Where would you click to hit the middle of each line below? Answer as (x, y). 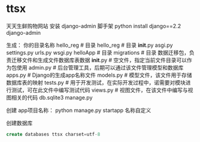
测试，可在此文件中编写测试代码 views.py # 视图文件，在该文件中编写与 (99, 90)
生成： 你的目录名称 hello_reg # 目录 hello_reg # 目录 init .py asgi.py (90, 45)
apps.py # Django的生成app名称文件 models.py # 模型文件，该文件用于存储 (99, 75)
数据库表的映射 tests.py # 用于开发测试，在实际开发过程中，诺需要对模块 (96, 82)
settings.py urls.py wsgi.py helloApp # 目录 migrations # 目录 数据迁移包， (98, 52)
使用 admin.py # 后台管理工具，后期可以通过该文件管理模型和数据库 (100, 67)
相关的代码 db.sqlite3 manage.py (52, 97)
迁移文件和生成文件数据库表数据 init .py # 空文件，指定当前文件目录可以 (99, 60)
